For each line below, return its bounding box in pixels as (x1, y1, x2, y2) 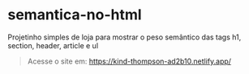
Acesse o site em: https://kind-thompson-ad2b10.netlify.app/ (27, 56, 232, 66)
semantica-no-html (7, 6, 143, 24)
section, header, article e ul (7, 40, 99, 50)
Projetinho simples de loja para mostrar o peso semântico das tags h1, (7, 32, 242, 42)
